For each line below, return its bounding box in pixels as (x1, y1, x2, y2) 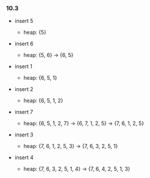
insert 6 (14, 40, 34, 48)
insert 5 (14, 18, 34, 25)
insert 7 (14, 109, 34, 116)
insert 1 (14, 63, 32, 70)
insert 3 (14, 131, 34, 139)
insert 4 (14, 154, 34, 161)
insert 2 (14, 86, 34, 93)
